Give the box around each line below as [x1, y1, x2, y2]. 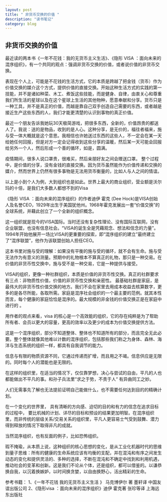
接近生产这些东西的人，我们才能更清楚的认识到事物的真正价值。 [5, 109, 136, 115]
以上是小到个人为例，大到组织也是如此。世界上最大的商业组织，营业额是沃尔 [5, 179, 162, 185]
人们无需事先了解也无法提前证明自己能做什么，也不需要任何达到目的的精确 [5, 387, 158, 393]
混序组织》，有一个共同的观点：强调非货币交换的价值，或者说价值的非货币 [5, 61, 156, 67]
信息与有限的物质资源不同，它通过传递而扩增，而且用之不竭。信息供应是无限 [5, 353, 162, 359]
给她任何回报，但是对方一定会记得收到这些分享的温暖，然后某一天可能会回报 [5, 139, 162, 145]
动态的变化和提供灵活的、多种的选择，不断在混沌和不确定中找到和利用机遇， [5, 456, 162, 462]
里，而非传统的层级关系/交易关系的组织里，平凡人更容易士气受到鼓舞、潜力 [5, 416, 160, 422]
